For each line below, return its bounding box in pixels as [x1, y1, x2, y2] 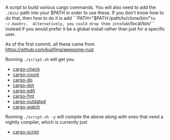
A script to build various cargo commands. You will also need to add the [5, 5, 156, 10]
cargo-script [12, 129, 39, 135]
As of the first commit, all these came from [5, 41, 95, 47]
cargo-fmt [12, 93, 35, 99]
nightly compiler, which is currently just [5, 119, 88, 125]
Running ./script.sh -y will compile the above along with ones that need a [5, 114, 164, 120]
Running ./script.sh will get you [5, 56, 74, 62]
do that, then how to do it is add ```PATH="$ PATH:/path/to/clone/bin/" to [5, 15, 156, 21]
